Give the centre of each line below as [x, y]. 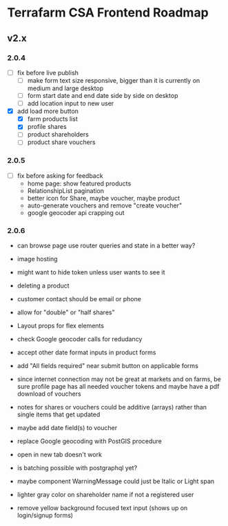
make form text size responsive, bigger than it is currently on [114, 80]
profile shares [47, 127]
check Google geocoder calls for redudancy [80, 339]
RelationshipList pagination [66, 190]
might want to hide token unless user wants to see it [91, 272]
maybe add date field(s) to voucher [67, 428]
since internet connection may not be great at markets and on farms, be [119, 379]
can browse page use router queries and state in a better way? [106, 245]
